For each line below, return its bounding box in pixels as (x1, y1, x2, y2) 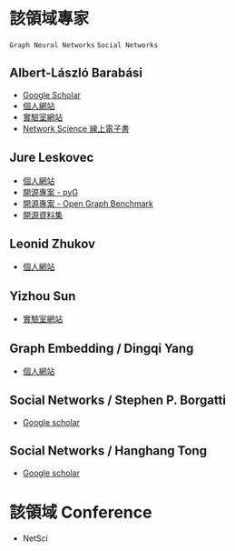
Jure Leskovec (9, 150, 94, 165)
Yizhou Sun (9, 288, 76, 304)
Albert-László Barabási (9, 65, 143, 81)
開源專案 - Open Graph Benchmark (22, 197, 154, 209)
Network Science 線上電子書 (22, 123, 130, 134)
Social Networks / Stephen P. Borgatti (9, 393, 227, 408)
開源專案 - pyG (22, 186, 79, 197)
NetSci (22, 533, 48, 544)
